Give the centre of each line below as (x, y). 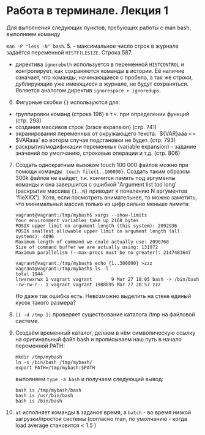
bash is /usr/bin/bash (44, 395)
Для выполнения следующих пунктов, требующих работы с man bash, (99, 28)
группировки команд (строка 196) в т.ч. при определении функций (102, 114)
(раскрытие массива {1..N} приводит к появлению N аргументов (101, 191)
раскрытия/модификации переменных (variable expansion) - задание (106, 146)
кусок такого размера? (46, 302)
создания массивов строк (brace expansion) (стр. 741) (86, 127)
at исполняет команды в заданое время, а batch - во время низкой (103, 412)
